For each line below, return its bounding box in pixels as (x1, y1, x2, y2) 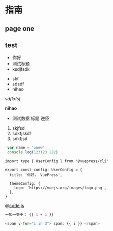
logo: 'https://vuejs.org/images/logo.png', (14, 185, 107, 191)
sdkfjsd (12, 136, 28, 142)
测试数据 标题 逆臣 (12, 115, 50, 121)
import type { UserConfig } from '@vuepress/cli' (5, 159, 109, 164)
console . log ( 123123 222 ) (7, 150, 58, 155)
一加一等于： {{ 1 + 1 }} (5, 212, 54, 217)
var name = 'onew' (7, 145, 45, 150)
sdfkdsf (5, 96, 21, 102)
